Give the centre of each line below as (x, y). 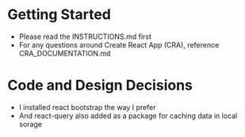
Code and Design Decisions (100, 86)
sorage (31, 124)
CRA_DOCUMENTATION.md (65, 53)
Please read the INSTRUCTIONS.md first (85, 36)
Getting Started (59, 15)
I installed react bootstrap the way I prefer (87, 107)
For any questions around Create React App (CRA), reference (119, 44)
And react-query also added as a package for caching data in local (128, 116)
